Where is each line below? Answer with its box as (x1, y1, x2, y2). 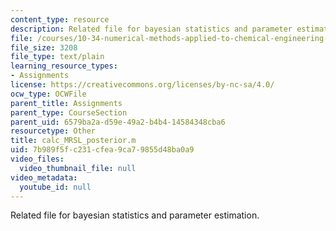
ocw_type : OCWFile (10, 89, 87, 99)
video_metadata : (10, 172, 78, 183)
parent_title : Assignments (10, 98, 123, 108)
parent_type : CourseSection (10, 107, 128, 118)
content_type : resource (10, 14, 110, 25)
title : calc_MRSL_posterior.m (10, 136, 137, 146)
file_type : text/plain (10, 52, 105, 62)
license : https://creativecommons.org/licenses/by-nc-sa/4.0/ (10, 80, 275, 90)
